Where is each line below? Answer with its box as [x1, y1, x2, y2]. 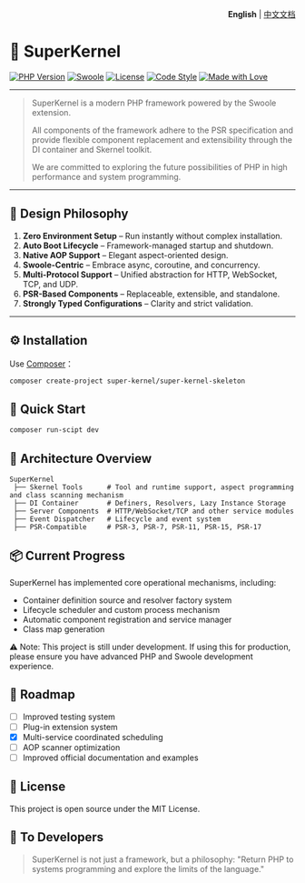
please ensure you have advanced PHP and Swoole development [9, 650, 253, 662]
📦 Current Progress [9, 548, 125, 564]
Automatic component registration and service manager [22, 614, 232, 625]
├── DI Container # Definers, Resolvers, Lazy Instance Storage [13, 498, 286, 507]
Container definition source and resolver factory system [22, 595, 232, 606]
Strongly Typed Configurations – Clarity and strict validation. [22, 297, 254, 308]
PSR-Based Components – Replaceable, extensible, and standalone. [22, 288, 280, 299]
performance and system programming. [31, 171, 182, 182]
